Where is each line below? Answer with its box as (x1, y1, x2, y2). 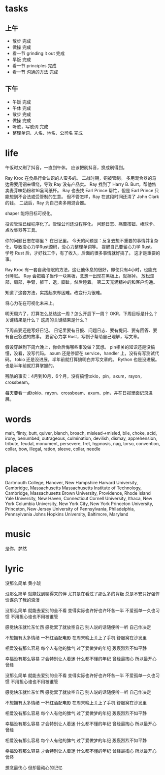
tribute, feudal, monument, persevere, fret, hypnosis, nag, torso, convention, (5, 440, 160, 446)
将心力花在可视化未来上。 (5, 300, 57, 306)
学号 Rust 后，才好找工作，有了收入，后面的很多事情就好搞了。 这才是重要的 (5, 250, 161, 256)
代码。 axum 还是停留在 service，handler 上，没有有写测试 (35, 350, 155, 356)
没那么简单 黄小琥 (5, 580, 41, 586)
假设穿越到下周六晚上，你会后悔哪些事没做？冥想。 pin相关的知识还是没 (5, 344, 151, 350)
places (5, 463, 33, 474)
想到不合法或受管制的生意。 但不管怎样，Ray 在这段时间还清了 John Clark (9, 194, 159, 200)
